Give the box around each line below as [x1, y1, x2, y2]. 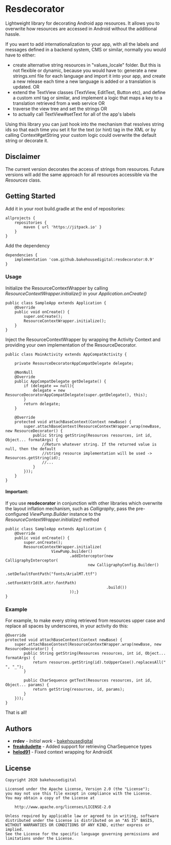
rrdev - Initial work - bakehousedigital [12, 738, 93, 744]
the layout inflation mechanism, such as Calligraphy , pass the [5, 506, 135, 512]
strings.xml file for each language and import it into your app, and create [12, 73, 166, 79]
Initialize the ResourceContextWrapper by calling [5, 285, 109, 291]
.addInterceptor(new [69, 553, 114, 559]
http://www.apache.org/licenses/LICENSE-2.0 [14, 804, 111, 810]
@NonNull [14, 370, 33, 375]
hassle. [5, 31, 20, 37]
